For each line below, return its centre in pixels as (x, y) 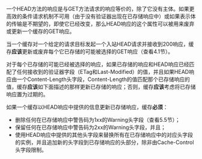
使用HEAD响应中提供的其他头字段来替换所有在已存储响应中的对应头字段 (104, 135)
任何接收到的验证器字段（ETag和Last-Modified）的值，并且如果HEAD (103, 72)
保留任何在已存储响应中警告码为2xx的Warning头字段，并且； (90, 127)
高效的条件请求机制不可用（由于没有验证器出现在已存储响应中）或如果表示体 (101, 16)
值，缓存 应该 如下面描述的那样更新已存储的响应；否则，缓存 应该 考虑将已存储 (101, 87)
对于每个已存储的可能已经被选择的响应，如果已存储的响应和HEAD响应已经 (98, 64)
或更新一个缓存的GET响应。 (41, 31)
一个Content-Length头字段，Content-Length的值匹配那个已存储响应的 (103, 79)
